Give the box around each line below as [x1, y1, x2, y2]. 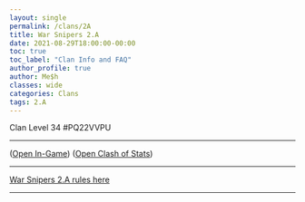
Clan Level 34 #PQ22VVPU [9, 122, 112, 133]
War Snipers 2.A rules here [9, 174, 111, 186]
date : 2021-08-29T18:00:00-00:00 [9, 38, 136, 48]
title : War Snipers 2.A [9, 30, 100, 39]
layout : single [9, 13, 67, 23]
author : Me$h [9, 72, 59, 82]
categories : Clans [9, 89, 79, 98]
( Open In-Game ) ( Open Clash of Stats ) [9, 149, 153, 159]
